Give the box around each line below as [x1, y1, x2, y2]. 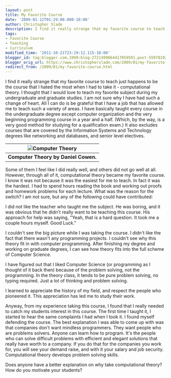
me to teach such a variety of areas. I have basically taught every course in [5, 106, 163, 112]
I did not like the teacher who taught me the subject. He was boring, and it [5, 204, 161, 210]
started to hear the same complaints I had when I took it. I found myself [5, 314, 155, 320]
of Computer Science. [5, 251, 52, 258]
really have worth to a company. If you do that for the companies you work [5, 341, 162, 347]
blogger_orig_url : [5, 60, 44, 65]
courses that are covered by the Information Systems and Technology [5, 127, 152, 133]
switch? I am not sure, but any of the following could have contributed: [5, 194, 153, 200]
